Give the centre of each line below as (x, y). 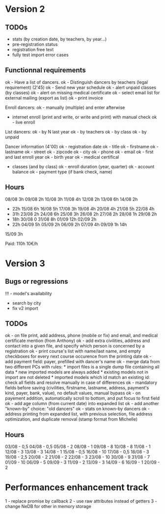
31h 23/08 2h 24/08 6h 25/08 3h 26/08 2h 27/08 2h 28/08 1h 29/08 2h (84, 214)
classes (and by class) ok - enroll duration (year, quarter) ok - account (83, 167)
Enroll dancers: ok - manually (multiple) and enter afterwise (65, 107)
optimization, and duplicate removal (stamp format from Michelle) (71, 419)
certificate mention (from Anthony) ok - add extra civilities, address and (78, 341)
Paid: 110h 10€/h (22, 243)
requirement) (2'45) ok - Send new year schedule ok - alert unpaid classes (81, 87)
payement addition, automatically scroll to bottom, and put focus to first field (82, 398)
